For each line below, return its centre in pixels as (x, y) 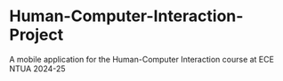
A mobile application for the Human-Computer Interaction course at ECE (141, 59)
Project (36, 35)
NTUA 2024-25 (37, 69)
